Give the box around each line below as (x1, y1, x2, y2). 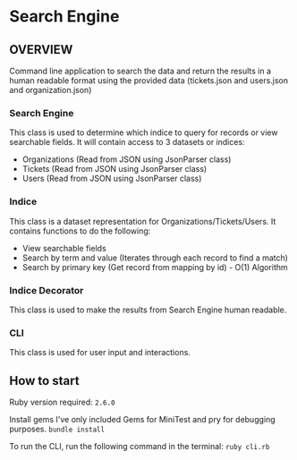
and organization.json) (9, 85, 92, 95)
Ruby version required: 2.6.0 (9, 396, 115, 407)
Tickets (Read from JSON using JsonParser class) (21, 164, 208, 175)
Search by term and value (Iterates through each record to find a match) (21, 252, 289, 263)
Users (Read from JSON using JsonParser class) (21, 173, 202, 184)
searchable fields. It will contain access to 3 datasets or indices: (9, 137, 245, 148)
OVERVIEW (9, 42, 73, 57)
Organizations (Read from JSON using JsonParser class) (21, 154, 232, 165)
